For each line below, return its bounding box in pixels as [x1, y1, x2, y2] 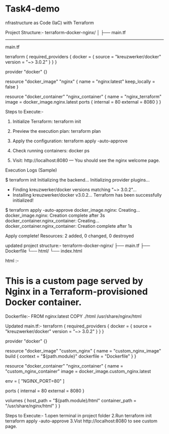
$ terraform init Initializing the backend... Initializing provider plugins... [5, 177, 150, 183]
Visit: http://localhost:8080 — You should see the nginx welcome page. [12, 157, 160, 163]
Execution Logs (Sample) [5, 167, 57, 173]
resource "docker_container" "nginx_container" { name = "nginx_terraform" [5, 94, 162, 100]
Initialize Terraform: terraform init [12, 118, 81, 124]
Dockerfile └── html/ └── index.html [5, 247, 82, 254]
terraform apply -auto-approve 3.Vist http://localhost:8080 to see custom [5, 418, 157, 424]
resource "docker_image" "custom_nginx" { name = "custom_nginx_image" [5, 348, 161, 354]
